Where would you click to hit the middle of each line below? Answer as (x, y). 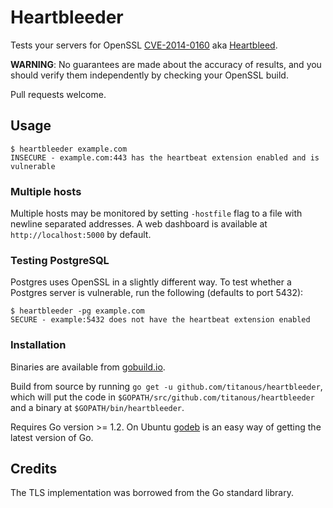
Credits (34, 469)
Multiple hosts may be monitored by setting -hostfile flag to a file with (156, 213)
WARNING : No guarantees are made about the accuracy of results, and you (166, 64)
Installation (38, 345)
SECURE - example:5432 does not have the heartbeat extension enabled (160, 320)
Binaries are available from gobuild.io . (88, 367)
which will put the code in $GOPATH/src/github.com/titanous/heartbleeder (162, 397)
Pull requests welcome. (58, 94)
